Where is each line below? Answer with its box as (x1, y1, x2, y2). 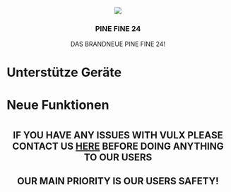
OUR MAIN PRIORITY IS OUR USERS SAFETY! (16, 175, 220, 187)
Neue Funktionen (6, 97, 109, 113)
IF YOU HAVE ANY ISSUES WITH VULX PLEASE (13, 129, 223, 141)
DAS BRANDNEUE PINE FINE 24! (70, 40, 166, 49)
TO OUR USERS (83, 151, 153, 163)
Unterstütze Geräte (6, 64, 122, 80)
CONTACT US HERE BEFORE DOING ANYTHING (12, 140, 224, 152)
